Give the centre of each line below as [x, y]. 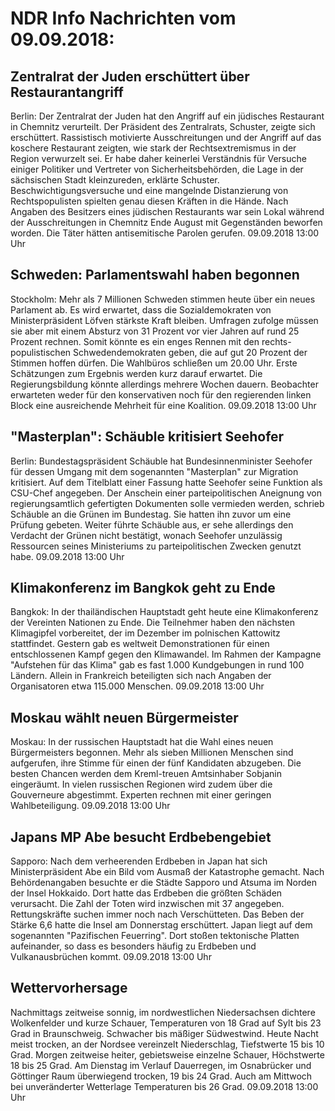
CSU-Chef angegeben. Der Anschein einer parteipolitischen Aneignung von [166, 493]
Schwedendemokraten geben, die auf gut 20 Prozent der [190, 352]
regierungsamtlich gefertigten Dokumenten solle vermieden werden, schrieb [167, 503]
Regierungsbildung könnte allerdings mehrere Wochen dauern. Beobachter [164, 384]
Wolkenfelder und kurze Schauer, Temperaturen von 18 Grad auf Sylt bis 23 [166, 1023]
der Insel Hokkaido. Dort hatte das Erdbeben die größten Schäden [146, 893]
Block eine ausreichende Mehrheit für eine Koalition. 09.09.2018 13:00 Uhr [163, 405]
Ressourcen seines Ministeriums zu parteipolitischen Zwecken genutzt [156, 546]
